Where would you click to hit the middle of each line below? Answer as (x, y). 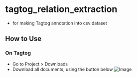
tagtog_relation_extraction (61, 9)
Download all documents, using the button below (63, 69)
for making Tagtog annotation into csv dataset (60, 23)
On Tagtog (18, 53)
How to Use (23, 39)
